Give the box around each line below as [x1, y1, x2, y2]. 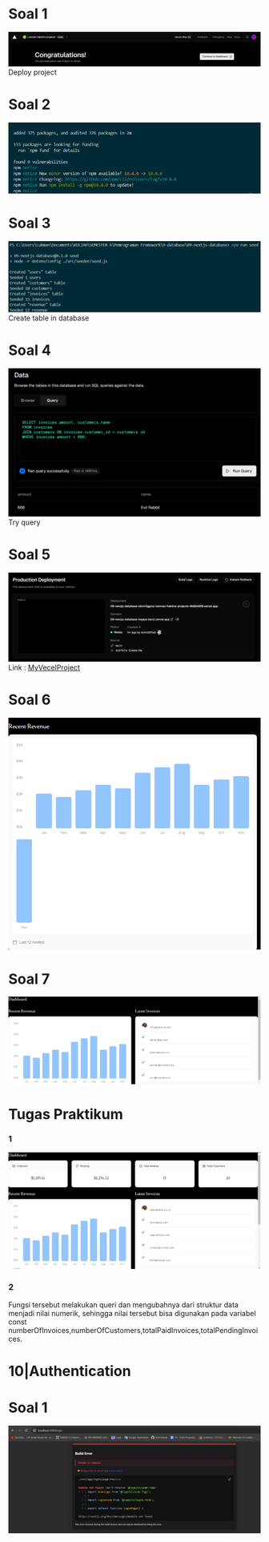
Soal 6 [8, 690, 51, 709]
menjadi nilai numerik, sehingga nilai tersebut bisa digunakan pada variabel [8, 1308, 256, 1318]
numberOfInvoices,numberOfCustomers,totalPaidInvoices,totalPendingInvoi [8, 1325, 259, 1335]
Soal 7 [8, 970, 50, 988]
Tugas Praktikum [8, 1105, 124, 1123]
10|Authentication [8, 1362, 131, 1380]
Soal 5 [8, 546, 50, 563]
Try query [8, 517, 41, 527]
